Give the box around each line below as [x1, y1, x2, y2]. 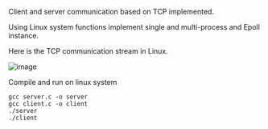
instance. [8, 31, 39, 40]
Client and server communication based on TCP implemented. [8, 7, 215, 16]
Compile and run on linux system [8, 78, 118, 87]
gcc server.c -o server [8, 93, 89, 101]
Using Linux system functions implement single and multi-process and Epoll [8, 22, 260, 31]
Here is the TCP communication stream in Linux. [8, 46, 169, 55]
